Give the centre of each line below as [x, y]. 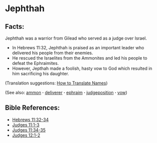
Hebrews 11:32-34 [30, 120]
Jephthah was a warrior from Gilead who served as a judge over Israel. [76, 38]
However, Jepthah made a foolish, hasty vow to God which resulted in [82, 68]
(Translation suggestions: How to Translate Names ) [56, 83]
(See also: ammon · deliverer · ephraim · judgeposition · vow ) [66, 92]
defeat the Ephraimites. [35, 63]
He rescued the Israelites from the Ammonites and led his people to [79, 58]
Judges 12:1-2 [26, 135]
